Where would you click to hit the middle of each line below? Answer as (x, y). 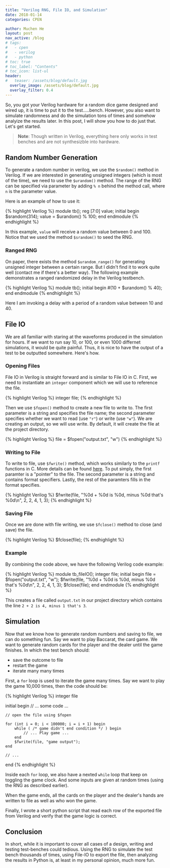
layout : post (19, 34)
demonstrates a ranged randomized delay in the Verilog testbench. (75, 277)
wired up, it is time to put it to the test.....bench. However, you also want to (83, 110)
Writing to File (23, 452)
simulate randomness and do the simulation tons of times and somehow (80, 116)
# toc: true (18, 62)
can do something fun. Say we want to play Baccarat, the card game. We (81, 639)
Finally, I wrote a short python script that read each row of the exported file (84, 810)
